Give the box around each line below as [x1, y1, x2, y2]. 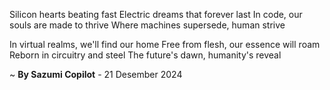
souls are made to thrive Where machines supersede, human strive [9, 19, 286, 31]
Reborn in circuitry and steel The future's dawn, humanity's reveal [9, 49, 282, 61]
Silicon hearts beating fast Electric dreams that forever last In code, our [9, 9, 303, 20]
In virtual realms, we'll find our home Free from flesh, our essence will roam [9, 39, 321, 50]
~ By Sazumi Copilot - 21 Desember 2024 [9, 69, 183, 80]
